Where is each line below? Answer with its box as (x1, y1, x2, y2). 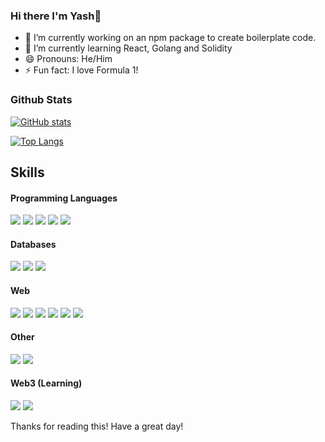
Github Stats (10, 93, 73, 107)
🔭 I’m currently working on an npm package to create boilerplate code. (24, 32, 317, 44)
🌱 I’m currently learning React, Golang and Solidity (24, 42, 233, 54)
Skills (10, 164, 45, 181)
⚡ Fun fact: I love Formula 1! (24, 64, 139, 76)
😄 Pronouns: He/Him (24, 53, 113, 65)
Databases (10, 238, 57, 250)
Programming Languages (10, 192, 118, 204)
